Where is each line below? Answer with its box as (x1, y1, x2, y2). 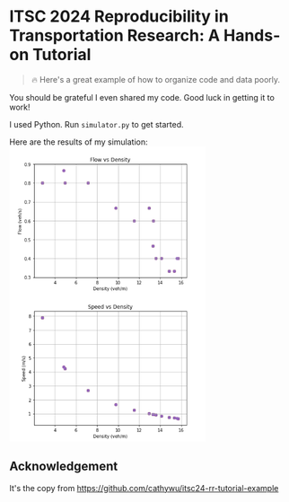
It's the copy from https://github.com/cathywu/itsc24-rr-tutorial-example (9, 482, 279, 493)
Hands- (223, 25, 281, 46)
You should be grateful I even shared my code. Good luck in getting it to (9, 92, 276, 102)
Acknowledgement (9, 459, 118, 474)
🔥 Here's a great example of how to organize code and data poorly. (31, 74, 281, 84)
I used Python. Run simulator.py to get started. (9, 119, 184, 129)
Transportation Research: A (9, 25, 221, 46)
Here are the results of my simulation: (9, 137, 148, 147)
